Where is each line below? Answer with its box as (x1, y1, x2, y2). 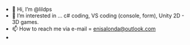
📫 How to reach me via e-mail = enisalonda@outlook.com (11, 25, 156, 32)
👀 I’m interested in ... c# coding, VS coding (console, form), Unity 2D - (11, 12, 185, 19)
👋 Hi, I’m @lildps (11, 6, 53, 13)
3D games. (11, 19, 39, 25)
